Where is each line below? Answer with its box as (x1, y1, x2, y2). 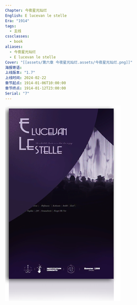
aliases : (5, 44, 23, 49)
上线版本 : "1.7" (5, 70, 35, 75)
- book (9, 39, 23, 44)
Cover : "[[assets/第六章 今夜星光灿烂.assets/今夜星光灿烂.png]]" (5, 60, 133, 65)
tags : (5, 24, 16, 29)
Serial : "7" (5, 91, 29, 96)
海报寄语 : (5, 65, 22, 70)
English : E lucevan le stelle (5, 13, 67, 18)
